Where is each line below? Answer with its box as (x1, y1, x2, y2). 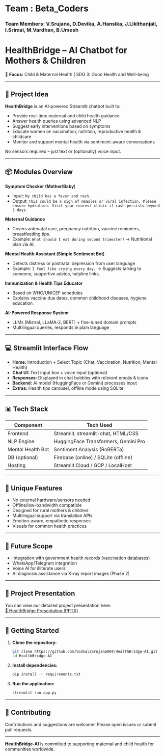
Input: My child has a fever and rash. (12, 192, 91, 199)
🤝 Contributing (5, 708, 51, 717)
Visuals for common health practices (12, 523, 87, 529)
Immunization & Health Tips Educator (5, 280, 83, 286)
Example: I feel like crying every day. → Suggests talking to (12, 266, 141, 271)
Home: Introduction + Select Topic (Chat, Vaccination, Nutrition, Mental (12, 359, 157, 365)
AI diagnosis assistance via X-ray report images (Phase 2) (12, 570, 130, 576)
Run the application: (12, 681, 55, 687)
